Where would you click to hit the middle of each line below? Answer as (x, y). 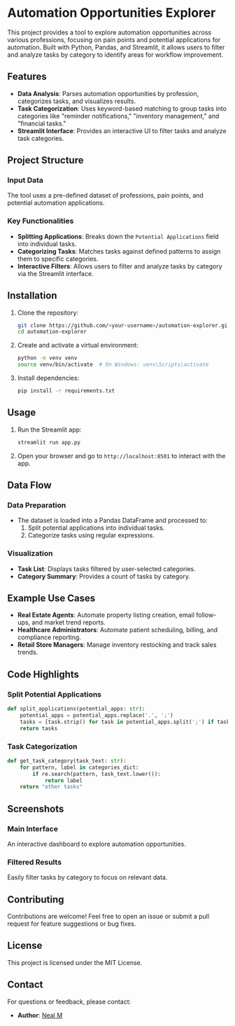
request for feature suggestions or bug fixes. (72, 924)
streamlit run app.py (49, 442)
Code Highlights (43, 674)
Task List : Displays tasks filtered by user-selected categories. (106, 568)
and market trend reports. (69, 622)
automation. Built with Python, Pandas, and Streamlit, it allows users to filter (116, 47)
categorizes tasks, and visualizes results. (77, 101)
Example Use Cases (51, 598)
